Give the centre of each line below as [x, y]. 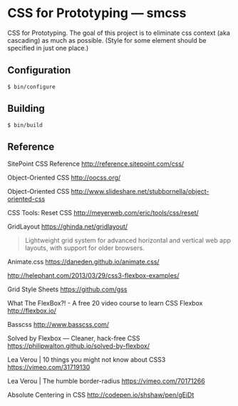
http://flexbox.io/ [32, 311]
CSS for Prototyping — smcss [97, 13]
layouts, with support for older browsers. [84, 248]
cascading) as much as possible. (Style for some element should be [107, 40]
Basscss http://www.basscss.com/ [58, 325]
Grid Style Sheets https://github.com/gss [67, 289]
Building [26, 109]
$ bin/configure [31, 87]
